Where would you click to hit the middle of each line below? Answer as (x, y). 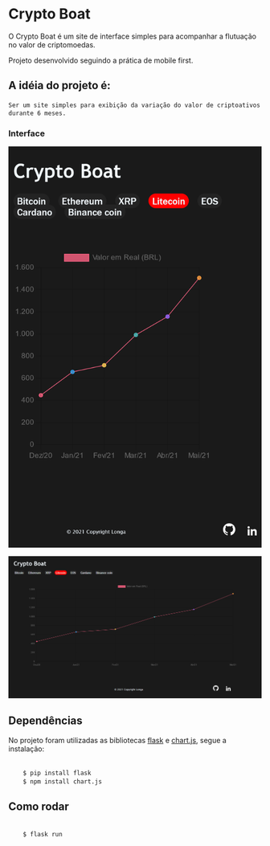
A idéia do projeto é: (59, 86)
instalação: (27, 749)
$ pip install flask (57, 773)
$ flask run (43, 835)
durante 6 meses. (37, 113)
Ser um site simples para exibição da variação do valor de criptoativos (135, 105)
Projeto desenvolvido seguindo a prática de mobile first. (101, 60)
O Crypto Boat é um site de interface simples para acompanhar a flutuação (133, 36)
